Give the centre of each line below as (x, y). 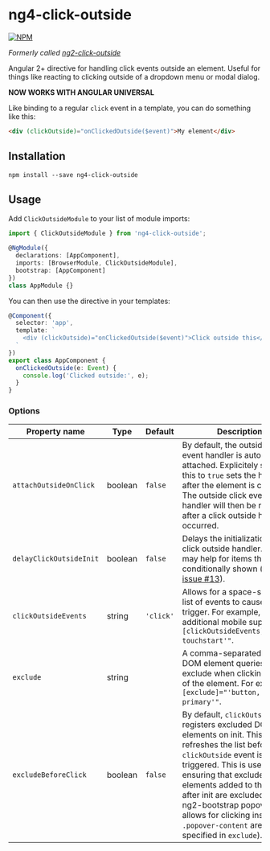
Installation (37, 156)
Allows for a (205, 592)
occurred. (200, 526)
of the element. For (218, 684)
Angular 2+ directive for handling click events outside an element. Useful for (135, 68)
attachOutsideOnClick (53, 485)
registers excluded (217, 725)
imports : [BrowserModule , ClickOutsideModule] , (97, 263)
